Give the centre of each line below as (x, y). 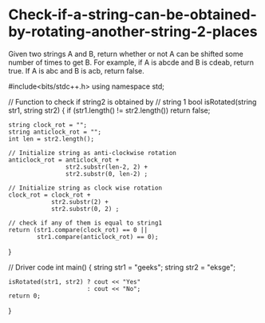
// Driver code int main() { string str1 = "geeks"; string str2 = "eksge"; (122, 267)
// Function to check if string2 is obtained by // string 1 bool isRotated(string (132, 102)
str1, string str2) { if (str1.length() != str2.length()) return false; (109, 110)
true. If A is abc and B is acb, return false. (77, 70)
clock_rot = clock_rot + (49, 195)
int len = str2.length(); (51, 139)
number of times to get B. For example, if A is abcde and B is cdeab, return (131, 62)
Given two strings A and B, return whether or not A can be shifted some (126, 54)
